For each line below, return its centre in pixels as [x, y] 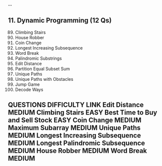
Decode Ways [29, 89]
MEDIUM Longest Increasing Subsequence [74, 135]
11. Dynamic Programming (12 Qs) [60, 20]
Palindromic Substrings [39, 58]
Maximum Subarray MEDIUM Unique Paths [74, 128]
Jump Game [27, 84]
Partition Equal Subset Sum [42, 69]
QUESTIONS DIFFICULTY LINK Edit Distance [76, 105]
